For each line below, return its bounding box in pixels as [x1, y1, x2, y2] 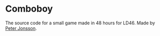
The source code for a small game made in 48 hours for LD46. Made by [5, 20, 155, 26]
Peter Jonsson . [5, 25, 37, 31]
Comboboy [5, 3, 53, 15]
